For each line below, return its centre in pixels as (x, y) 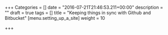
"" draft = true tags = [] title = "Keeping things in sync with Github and (78, 13)
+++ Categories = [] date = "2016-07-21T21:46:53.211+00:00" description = (84, 7)
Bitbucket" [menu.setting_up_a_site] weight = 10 (55, 18)
